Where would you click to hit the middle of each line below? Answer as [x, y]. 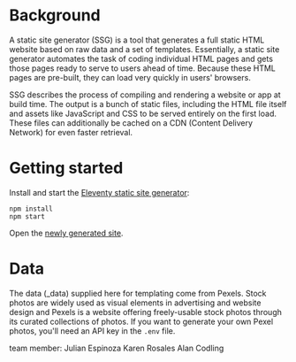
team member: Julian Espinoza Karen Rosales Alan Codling [117, 348]
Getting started [66, 168]
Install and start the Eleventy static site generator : [99, 192]
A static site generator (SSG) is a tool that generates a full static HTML [137, 40]
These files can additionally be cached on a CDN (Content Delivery [131, 123]
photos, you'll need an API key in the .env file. [92, 331]
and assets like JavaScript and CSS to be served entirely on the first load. [143, 113]
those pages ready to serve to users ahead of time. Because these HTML [143, 68]
